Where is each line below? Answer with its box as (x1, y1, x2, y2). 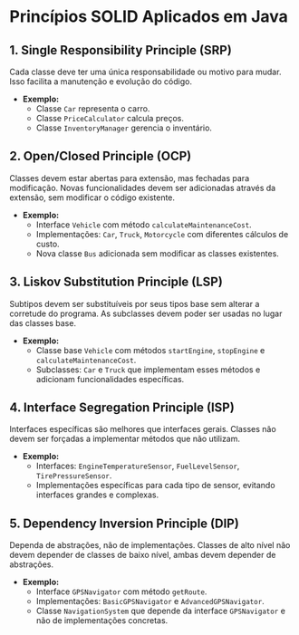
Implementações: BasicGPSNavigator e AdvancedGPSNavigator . (35, 596, 265, 607)
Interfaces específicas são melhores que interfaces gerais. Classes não (9, 424, 276, 435)
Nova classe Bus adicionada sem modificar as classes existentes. (35, 247, 279, 259)
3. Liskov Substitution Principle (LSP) (9, 274, 224, 290)
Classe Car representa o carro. (35, 103, 150, 114)
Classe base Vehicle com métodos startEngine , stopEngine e (35, 344, 265, 355)
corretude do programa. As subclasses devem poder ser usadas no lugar (9, 308, 283, 319)
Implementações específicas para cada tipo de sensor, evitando (35, 480, 275, 491)
